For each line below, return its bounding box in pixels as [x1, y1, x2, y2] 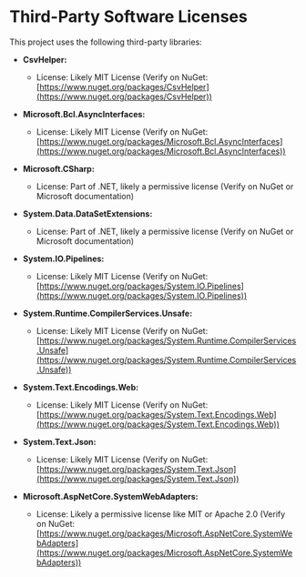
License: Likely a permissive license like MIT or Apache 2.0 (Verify [36, 508, 286, 520]
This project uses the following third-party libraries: [9, 36, 202, 47]
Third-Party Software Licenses [9, 6, 248, 27]
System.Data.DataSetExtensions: [22, 208, 153, 219]
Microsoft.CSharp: [22, 163, 96, 174]
